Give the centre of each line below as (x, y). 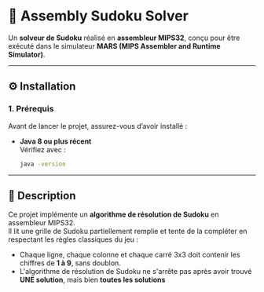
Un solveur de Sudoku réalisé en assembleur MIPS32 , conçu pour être (124, 38)
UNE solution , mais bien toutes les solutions (92, 280)
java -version (42, 164)
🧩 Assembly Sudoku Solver (98, 16)
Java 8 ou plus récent (55, 141)
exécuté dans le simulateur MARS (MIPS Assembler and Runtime (115, 46)
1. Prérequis (31, 109)
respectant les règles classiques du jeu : (73, 239)
